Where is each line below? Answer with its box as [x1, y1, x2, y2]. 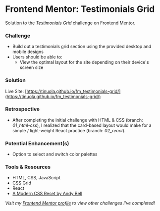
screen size [19, 64, 44, 70]
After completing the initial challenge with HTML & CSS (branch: [12, 117, 143, 123]
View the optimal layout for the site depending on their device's [19, 59, 149, 65]
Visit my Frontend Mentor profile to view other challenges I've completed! [5, 200, 155, 206]
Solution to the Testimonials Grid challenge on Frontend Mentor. [5, 20, 136, 26]
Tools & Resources [5, 163, 51, 170]
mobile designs [12, 49, 44, 55]
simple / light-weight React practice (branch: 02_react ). [12, 127, 126, 133]
